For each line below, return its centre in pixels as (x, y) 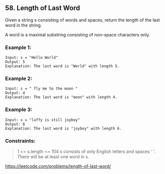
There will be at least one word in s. (53, 157)
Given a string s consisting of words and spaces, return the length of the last (82, 20)
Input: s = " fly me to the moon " (41, 89)
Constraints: (20, 141)
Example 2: (19, 79)
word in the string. (24, 25)
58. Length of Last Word (42, 8)
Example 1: (18, 47)
